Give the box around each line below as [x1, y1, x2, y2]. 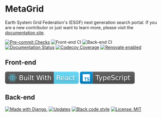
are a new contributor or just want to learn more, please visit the [5, 24, 134, 30]
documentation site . [5, 30, 45, 35]
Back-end [5, 93, 36, 101]
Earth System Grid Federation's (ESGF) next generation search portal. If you [5, 19, 157, 25]
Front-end [5, 58, 36, 67]
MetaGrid [5, 3, 44, 15]
